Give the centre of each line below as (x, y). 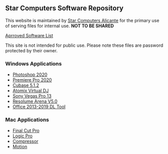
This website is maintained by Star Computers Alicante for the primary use (82, 20)
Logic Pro (22, 136)
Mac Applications (27, 120)
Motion (20, 147)
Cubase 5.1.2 (26, 86)
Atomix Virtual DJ (30, 91)
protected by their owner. (31, 50)
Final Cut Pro (26, 131)
